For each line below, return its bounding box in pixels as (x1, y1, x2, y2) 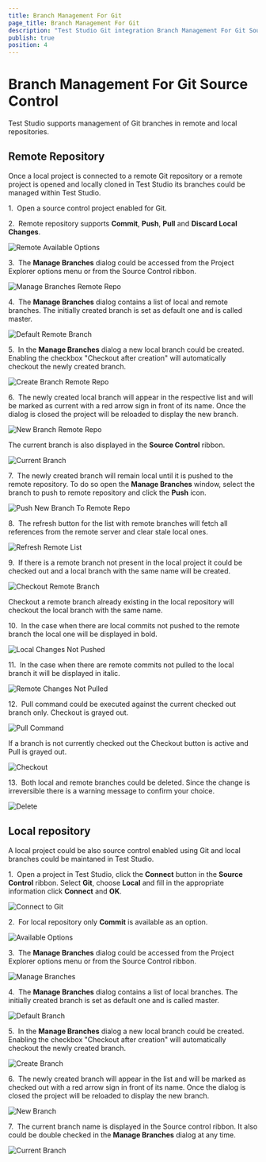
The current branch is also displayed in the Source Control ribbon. (8, 440, 226, 450)
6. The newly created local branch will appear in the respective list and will (8, 392, 253, 402)
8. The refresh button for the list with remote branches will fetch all (8, 518, 228, 528)
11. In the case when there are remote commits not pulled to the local (8, 660, 234, 670)
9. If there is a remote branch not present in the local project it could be (8, 558, 243, 567)
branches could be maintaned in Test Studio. (8, 854, 154, 863)
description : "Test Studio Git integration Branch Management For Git (8, 26, 246, 34)
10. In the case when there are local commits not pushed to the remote (8, 620, 240, 630)
